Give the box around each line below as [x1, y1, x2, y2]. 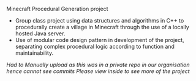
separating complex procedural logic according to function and [15, 43, 175, 50]
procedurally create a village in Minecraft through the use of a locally [15, 24, 190, 30]
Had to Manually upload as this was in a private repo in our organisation [6, 61, 190, 68]
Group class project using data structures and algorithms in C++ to [15, 17, 184, 24]
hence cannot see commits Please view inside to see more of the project [6, 68, 190, 75]
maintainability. [15, 49, 54, 57]
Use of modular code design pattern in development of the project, [15, 37, 185, 43]
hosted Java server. [15, 30, 66, 37]
